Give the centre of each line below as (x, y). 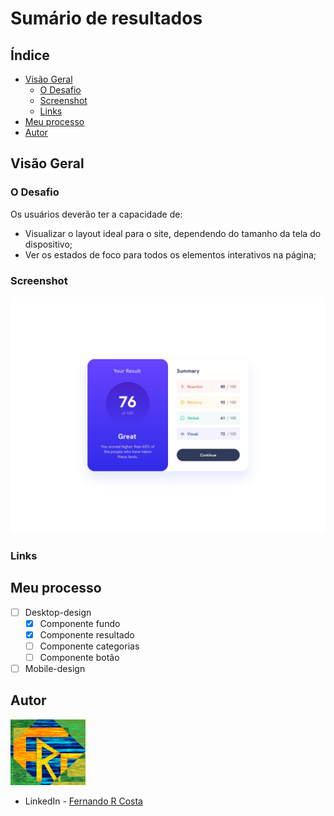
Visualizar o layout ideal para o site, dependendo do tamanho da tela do (173, 233)
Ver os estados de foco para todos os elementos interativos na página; (170, 254)
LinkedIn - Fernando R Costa (83, 801)
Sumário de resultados (106, 18)
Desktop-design (58, 612)
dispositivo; (48, 244)
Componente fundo (80, 623)
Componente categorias (89, 646)
